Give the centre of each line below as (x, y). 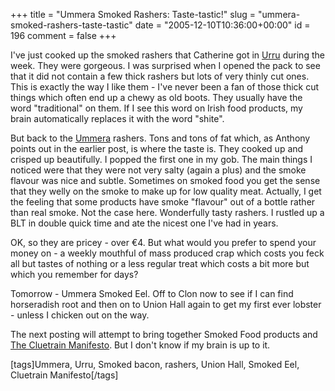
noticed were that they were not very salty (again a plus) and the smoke (158, 170)
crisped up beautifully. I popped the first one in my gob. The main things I (161, 159)
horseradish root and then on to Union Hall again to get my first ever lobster (166, 304)
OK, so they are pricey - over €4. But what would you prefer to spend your (163, 242)
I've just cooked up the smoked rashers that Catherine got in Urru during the (167, 55)
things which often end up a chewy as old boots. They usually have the (156, 97)
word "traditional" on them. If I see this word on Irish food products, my (156, 108)
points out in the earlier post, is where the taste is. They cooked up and (157, 148)
